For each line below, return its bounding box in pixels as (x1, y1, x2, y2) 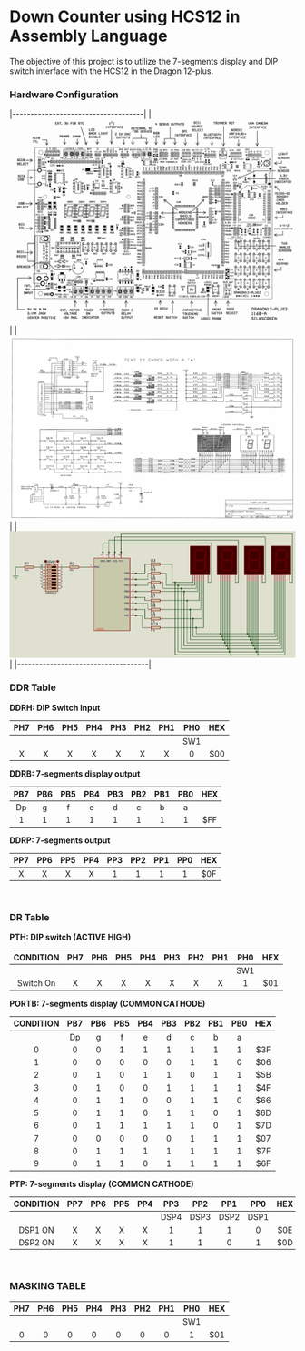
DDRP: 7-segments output (9, 835, 111, 846)
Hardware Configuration (9, 88, 120, 101)
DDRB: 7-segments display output (9, 768, 141, 779)
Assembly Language (9, 25, 168, 46)
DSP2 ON (18, 1236, 54, 1248)
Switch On (16, 978, 56, 989)
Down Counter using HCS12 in (9, 6, 241, 27)
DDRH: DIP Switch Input (9, 702, 101, 713)
